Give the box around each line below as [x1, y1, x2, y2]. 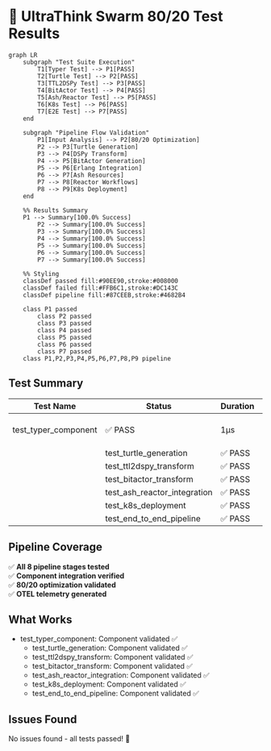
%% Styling [23, 269, 60, 277]
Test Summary [8, 377, 84, 390]
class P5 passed [37, 333, 92, 341]
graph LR [8, 51, 38, 59]
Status [146, 400, 172, 411]
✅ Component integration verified [8, 570, 125, 580]
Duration [220, 400, 255, 411]
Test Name [33, 400, 77, 411]
